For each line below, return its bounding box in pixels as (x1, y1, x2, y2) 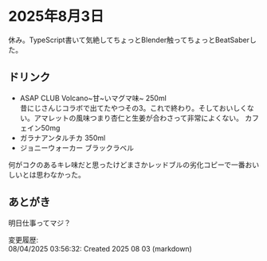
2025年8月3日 (8, 7, 104, 25)
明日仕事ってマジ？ (8, 218, 72, 228)
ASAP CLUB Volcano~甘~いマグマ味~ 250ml (19, 93, 167, 103)
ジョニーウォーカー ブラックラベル (19, 142, 134, 152)
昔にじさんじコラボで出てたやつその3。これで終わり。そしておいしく (19, 103, 247, 112)
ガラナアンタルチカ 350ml (19, 133, 106, 142)
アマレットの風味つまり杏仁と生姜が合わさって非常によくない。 (33, 113, 244, 123)
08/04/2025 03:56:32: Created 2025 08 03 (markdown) (8, 243, 193, 253)
